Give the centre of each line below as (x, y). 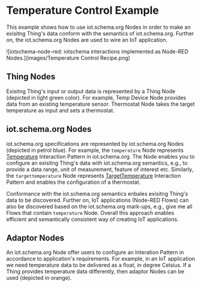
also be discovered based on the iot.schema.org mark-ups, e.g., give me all (99, 206)
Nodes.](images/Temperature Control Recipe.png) (68, 58)
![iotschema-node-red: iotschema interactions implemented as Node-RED (97, 51)
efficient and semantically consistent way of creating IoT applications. (92, 219)
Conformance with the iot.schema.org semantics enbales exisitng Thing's (97, 193)
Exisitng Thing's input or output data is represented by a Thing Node (91, 91)
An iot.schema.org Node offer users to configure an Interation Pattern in (95, 252)
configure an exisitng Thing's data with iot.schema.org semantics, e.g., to (97, 163)
